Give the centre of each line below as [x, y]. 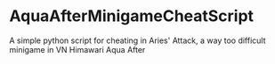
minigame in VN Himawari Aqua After [77, 49]
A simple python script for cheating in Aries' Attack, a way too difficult [137, 40]
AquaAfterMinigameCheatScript [132, 16]
